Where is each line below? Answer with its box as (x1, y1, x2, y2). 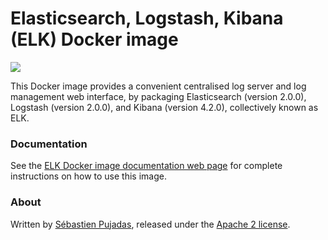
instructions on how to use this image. (10, 170, 167, 182)
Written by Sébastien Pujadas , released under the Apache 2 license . (10, 218, 291, 230)
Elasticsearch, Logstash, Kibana (10, 7, 284, 30)
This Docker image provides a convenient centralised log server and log (10, 80, 307, 92)
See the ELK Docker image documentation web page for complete (10, 160, 283, 172)
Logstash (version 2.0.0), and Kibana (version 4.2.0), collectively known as (10, 101, 319, 113)
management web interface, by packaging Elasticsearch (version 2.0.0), (10, 90, 307, 102)
